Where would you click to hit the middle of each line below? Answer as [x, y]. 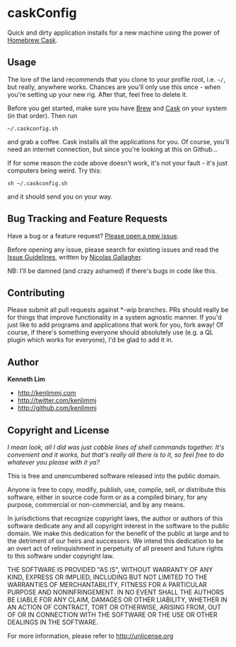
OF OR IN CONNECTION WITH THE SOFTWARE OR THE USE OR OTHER [112, 614]
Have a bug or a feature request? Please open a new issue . [93, 235]
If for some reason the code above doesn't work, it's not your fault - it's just [117, 163]
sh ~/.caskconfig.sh [38, 183]
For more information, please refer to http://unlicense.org [90, 636]
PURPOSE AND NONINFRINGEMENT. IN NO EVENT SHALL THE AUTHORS [116, 592]
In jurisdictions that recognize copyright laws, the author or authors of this [115, 518]
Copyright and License [58, 430]
